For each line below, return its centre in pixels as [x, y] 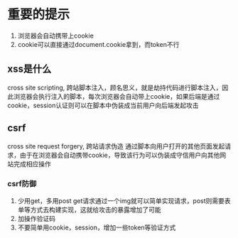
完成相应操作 [32, 163]
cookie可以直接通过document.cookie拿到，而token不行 [98, 44]
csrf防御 [22, 184]
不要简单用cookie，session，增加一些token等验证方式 [97, 227]
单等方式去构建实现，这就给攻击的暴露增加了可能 [89, 210]
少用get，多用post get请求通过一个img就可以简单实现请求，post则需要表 [124, 200]
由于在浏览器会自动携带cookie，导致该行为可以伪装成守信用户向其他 [120, 155]
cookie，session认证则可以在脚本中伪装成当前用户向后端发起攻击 [103, 105]
